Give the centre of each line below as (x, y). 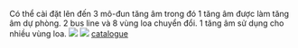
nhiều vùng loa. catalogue (69, 34)
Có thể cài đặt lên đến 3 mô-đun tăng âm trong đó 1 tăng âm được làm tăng (149, 14)
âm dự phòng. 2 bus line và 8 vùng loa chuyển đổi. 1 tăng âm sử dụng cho (147, 23)
